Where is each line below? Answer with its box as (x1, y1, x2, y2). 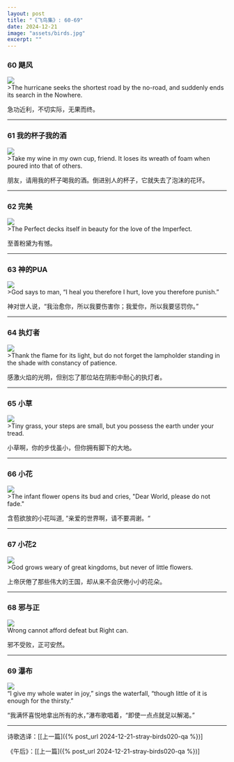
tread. (7, 429, 24, 437)
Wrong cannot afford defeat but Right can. (7, 626, 129, 634)
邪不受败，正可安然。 (7, 640, 68, 649)
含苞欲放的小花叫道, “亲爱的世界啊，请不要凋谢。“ (7, 514, 151, 523)
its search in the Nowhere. (7, 91, 83, 100)
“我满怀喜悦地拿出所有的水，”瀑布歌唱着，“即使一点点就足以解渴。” (7, 711, 195, 720)
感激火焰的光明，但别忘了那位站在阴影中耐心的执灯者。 (7, 373, 166, 381)
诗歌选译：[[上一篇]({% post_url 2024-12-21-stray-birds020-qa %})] (7, 732, 203, 741)
